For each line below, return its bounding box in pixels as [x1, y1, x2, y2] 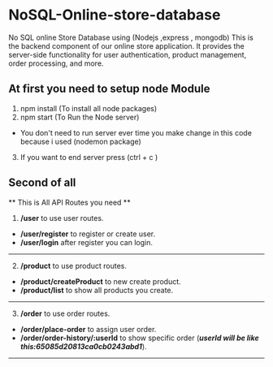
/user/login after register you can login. [19, 237, 153, 247]
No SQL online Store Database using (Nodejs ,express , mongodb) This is [8, 32, 253, 42]
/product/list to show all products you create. [19, 285, 174, 295]
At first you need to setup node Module [8, 82, 210, 96]
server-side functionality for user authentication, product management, [8, 50, 247, 59]
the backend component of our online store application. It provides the [8, 41, 245, 50]
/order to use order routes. [19, 309, 110, 318]
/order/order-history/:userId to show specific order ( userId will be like [19, 333, 259, 343]
